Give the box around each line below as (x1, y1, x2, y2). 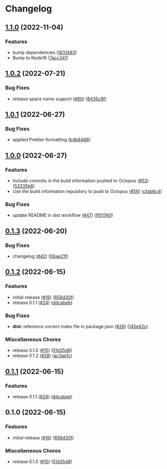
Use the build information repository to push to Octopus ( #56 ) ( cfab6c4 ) (12, 188, 162, 194)
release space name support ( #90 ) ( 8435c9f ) (12, 96, 107, 102)
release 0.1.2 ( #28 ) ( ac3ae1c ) (12, 353, 73, 359)
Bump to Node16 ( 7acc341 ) (12, 55, 69, 61)
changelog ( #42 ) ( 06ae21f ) (12, 253, 69, 259)
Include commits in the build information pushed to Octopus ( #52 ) (12, 178, 149, 184)
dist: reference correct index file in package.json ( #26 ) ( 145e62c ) (12, 323, 148, 329)
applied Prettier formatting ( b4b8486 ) (12, 136, 91, 143)
